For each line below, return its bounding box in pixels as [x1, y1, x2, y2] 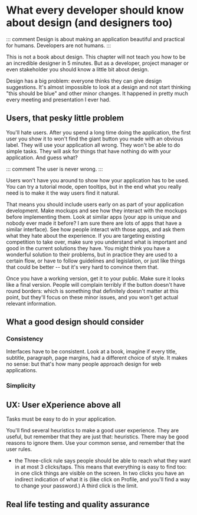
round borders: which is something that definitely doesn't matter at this [6, 287, 179, 294]
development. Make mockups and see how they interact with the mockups [6, 207, 188, 214]
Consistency [6, 334, 44, 343]
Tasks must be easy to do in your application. [6, 415, 116, 422]
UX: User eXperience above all [6, 399, 121, 410]
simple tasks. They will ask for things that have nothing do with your [6, 147, 171, 155]
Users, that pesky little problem [6, 113, 124, 123]
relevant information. [6, 300, 57, 307]
